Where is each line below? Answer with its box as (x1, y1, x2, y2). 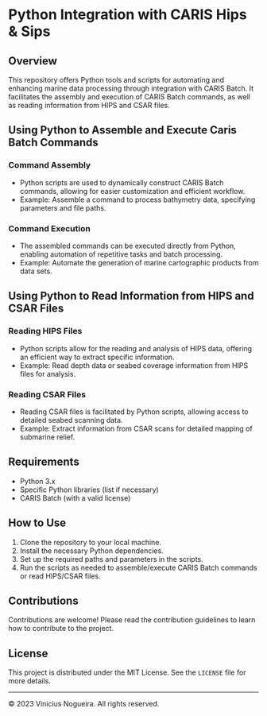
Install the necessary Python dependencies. (19, 546, 164, 555)
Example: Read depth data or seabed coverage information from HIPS (19, 360, 249, 370)
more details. (8, 676, 52, 686)
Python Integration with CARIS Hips (8, 6, 248, 24)
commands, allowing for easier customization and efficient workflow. (19, 186, 246, 195)
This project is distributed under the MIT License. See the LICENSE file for (8, 668, 246, 677)
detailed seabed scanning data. (19, 415, 123, 424)
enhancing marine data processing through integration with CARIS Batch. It (8, 83, 254, 93)
